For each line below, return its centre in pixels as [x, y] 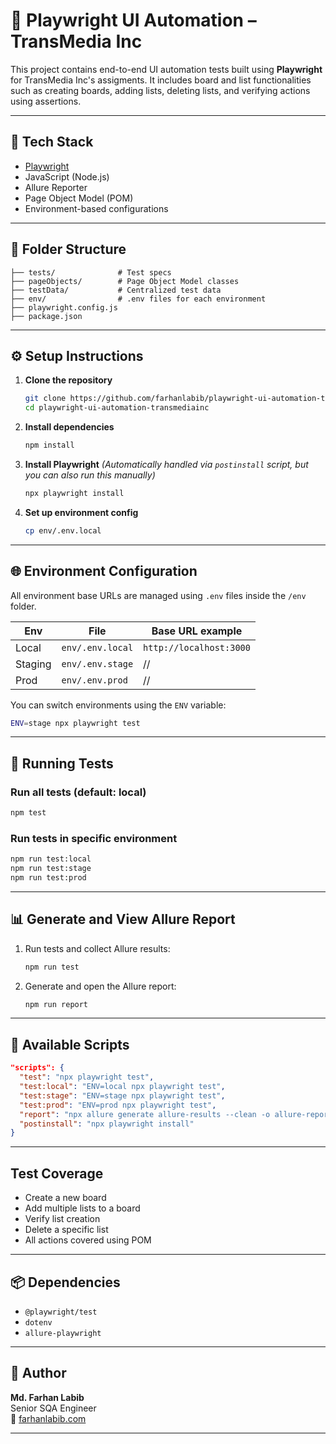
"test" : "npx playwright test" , [87, 1077]
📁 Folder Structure [68, 249]
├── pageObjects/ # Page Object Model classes [125, 281]
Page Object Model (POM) [79, 198]
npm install [49, 445]
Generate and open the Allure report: [100, 986]
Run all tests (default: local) [78, 792]
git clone [45, 399]
